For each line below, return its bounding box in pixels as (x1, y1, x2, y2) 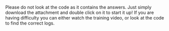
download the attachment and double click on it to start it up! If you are (5, 9, 154, 15)
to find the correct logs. (5, 20, 55, 26)
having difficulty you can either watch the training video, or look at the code (5, 15, 164, 20)
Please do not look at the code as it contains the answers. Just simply (5, 4, 152, 10)
